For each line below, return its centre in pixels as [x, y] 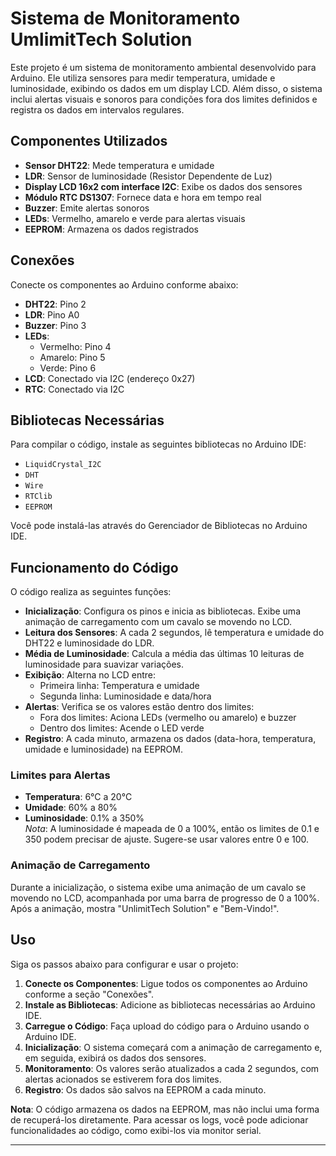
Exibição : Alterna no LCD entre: [90, 675]
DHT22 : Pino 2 [55, 304]
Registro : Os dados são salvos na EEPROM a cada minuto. [145, 1089]
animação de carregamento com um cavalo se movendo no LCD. [158, 622]
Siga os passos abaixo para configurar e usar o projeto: [124, 964]
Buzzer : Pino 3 [55, 325]
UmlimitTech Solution [101, 39]
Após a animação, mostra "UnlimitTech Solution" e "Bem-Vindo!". [145, 908]
